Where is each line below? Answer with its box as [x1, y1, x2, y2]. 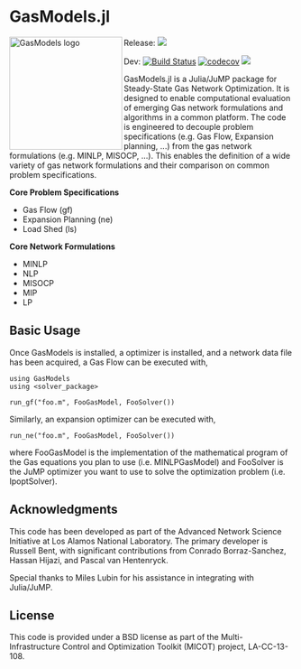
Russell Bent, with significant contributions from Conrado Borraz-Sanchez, [9, 544, 287, 556]
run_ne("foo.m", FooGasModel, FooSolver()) [9, 431, 176, 440]
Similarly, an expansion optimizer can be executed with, [9, 413, 216, 424]
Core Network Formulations [9, 241, 115, 252]
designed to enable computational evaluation [123, 92, 291, 103]
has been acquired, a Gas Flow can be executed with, [9, 357, 209, 367]
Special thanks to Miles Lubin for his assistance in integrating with [9, 571, 255, 583]
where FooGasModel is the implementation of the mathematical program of [9, 447, 288, 458]
